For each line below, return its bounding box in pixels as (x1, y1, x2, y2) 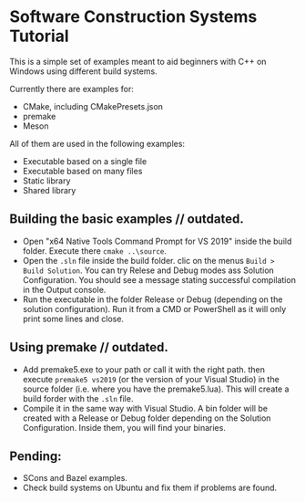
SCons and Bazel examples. (22, 473, 127, 484)
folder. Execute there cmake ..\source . (22, 245, 167, 256)
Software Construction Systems (9, 6, 258, 27)
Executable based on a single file (22, 155, 147, 166)
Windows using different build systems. (9, 66, 158, 77)
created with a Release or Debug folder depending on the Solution (22, 413, 271, 424)
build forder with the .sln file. (22, 392, 134, 403)
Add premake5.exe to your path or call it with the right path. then (22, 363, 266, 375)
